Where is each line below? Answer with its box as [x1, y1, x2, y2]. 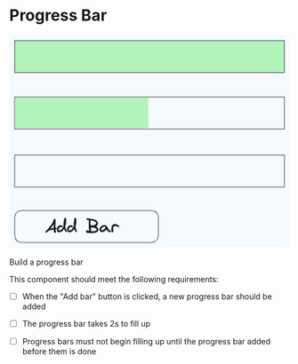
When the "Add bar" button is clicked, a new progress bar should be [21, 290, 273, 302]
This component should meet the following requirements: [9, 273, 220, 284]
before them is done [21, 346, 97, 357]
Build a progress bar [9, 257, 84, 267]
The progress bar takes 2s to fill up [21, 319, 151, 328]
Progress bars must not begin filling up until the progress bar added [21, 336, 271, 347]
